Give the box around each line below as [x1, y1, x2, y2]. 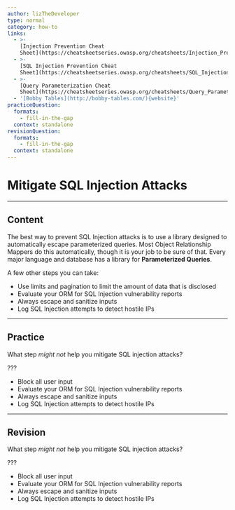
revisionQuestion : [7, 128, 61, 135]
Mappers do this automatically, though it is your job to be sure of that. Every [7, 247, 226, 256]
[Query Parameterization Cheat [20, 82, 111, 89]
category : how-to [7, 23, 58, 30]
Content [7, 214, 44, 226]
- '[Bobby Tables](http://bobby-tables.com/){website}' [13, 95, 180, 102]
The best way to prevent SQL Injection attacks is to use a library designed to [7, 232, 227, 241]
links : [7, 29, 27, 37]
